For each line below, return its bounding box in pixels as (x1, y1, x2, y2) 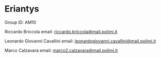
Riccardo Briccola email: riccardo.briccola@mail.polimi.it (4, 29, 118, 34)
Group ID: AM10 (4, 19, 36, 25)
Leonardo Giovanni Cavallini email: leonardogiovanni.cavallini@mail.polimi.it (4, 38, 156, 44)
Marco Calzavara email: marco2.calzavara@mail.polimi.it (4, 47, 118, 53)
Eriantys (4, 3, 39, 14)
